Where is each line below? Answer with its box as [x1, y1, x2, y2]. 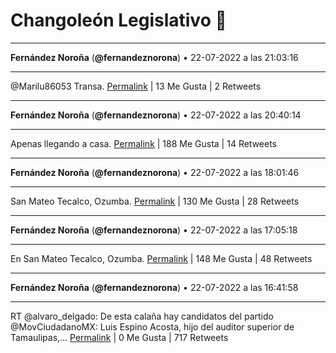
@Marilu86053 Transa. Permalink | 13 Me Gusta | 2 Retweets [10, 80, 262, 92]
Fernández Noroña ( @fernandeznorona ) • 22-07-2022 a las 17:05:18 [10, 224, 298, 236]
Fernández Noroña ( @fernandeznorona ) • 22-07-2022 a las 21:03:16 [10, 51, 299, 63]
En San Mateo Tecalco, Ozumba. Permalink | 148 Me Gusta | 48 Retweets [10, 252, 313, 264]
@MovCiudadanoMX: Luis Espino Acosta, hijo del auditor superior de [10, 320, 295, 333]
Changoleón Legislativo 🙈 [10, 9, 227, 32]
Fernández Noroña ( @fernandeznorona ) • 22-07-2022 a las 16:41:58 [10, 281, 299, 293]
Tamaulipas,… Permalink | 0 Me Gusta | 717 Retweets [10, 331, 229, 343]
